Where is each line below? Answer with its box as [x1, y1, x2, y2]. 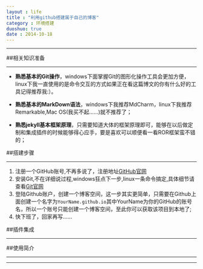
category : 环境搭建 [6, 20, 54, 26]
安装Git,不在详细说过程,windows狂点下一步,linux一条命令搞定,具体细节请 [14, 175, 195, 183]
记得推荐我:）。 [20, 88, 57, 96]
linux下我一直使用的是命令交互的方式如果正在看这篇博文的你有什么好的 [14, 80, 192, 88]
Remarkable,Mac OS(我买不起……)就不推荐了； [14, 108, 132, 115]
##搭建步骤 [6, 149, 34, 157]
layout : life [6, 8, 42, 15]
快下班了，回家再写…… [14, 213, 72, 221]
